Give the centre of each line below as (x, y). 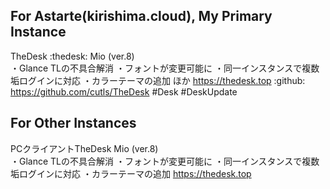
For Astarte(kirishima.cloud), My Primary (141, 16)
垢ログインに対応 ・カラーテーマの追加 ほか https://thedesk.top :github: (158, 80)
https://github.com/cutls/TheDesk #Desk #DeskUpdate (124, 91)
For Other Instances (73, 123)
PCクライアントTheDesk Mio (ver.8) (84, 148)
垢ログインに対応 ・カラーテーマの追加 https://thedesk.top (131, 173)
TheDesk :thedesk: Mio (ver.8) (72, 56)
